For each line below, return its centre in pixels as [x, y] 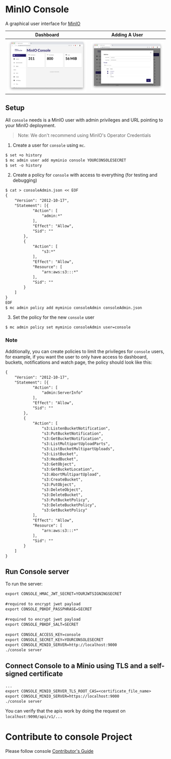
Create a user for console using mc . [49, 145]
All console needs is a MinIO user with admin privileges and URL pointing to [84, 120]
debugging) [25, 180]
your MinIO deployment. [31, 126]
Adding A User [127, 35]
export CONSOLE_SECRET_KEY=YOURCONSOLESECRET [54, 640]
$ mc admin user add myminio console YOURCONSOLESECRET [66, 160]
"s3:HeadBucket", [60, 459]
